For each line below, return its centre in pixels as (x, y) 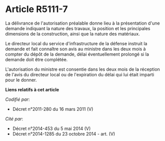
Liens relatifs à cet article (32, 89)
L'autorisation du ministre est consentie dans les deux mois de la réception (82, 69)
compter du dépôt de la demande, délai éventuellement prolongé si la (77, 54)
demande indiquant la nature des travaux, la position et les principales (78, 28)
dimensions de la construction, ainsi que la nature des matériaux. (72, 34)
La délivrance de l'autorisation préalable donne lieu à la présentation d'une (82, 23)
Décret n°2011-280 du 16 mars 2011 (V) (53, 109)
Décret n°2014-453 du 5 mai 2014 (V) (52, 128)
